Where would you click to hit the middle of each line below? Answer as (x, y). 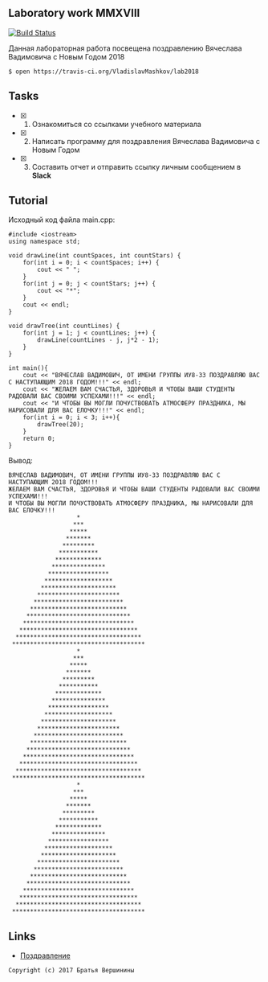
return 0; (39, 439)
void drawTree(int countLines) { (64, 326)
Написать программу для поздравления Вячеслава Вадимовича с (146, 141)
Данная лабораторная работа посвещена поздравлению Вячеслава (125, 48)
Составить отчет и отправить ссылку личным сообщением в (136, 166)
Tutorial (28, 201)
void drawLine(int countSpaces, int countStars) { (95, 256)
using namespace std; (45, 242)
